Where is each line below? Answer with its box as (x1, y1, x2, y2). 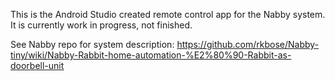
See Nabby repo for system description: (10, 39, 175, 50)
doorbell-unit (10, 60, 65, 71)
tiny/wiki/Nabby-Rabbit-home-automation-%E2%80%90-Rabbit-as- (10, 49, 292, 61)
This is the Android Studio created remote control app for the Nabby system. (10, 9, 326, 20)
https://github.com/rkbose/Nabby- (176, 39, 320, 50)
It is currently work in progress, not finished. (10, 19, 193, 31)
